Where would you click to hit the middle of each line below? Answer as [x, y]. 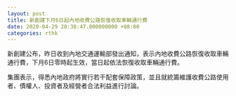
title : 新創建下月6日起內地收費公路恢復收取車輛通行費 [77, 20]
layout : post [26, 14]
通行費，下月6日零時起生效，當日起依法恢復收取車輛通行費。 [96, 63]
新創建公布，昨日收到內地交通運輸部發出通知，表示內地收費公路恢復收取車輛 [118, 54]
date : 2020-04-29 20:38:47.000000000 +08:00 [73, 26]
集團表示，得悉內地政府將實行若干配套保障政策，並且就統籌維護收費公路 [112, 77]
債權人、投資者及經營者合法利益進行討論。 [81, 86]
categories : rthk [33, 33]
